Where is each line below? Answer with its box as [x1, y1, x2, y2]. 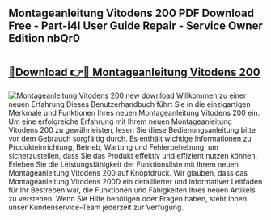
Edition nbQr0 [8, 32, 81, 45]
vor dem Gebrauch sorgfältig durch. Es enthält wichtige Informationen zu [8, 133, 252, 143]
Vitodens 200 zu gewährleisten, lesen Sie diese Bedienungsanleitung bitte [8, 125, 256, 134]
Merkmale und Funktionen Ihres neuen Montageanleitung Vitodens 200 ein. [8, 108, 260, 117]
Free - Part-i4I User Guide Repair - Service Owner [8, 19, 263, 33]
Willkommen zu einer [176, 91, 247, 100]
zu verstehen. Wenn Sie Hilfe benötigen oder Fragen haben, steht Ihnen [8, 194, 248, 203]
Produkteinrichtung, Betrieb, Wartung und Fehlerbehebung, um [8, 142, 219, 152]
